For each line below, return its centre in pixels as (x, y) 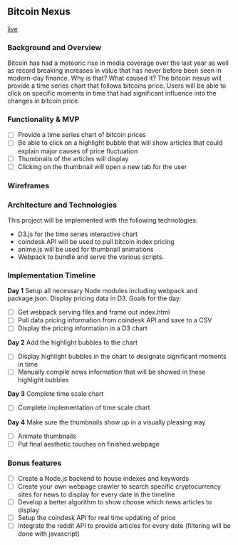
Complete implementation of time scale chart (84, 408)
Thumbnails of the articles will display (73, 158)
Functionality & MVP (43, 119)
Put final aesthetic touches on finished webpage (89, 444)
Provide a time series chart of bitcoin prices (82, 135)
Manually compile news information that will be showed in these (112, 372)
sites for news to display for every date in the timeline (96, 494)
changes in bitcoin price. (44, 101)
